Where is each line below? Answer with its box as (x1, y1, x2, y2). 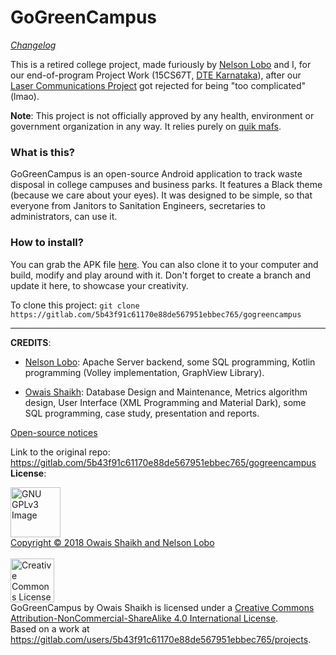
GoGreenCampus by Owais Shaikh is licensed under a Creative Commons (10, 601, 315, 613)
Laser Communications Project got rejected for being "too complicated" (10, 79, 307, 91)
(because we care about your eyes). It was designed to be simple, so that (10, 189, 313, 201)
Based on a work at (10, 622, 90, 635)
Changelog (10, 39, 57, 51)
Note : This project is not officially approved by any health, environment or (10, 109, 315, 121)
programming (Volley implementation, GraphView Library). (24, 366, 265, 378)
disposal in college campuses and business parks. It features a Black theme (10, 179, 323, 191)
